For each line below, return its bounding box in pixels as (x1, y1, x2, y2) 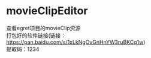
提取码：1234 (6, 46, 40, 53)
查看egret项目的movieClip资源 (6, 24, 81, 31)
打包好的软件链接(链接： (6, 31, 67, 39)
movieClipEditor (6, 4, 88, 18)
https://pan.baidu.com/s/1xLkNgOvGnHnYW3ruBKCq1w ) (6, 38, 146, 46)
